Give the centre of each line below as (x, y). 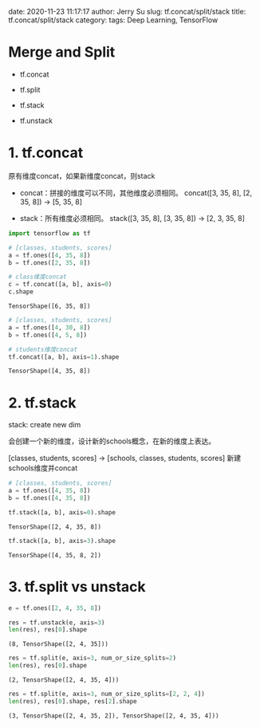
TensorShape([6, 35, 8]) (49, 306)
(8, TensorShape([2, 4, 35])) (59, 644)
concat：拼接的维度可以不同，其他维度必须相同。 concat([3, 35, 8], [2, (136, 193)
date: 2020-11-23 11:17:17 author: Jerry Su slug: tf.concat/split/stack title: (127, 12)
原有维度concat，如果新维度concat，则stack (82, 175)
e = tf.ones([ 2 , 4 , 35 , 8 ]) (55, 608)
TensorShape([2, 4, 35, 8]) (55, 527)
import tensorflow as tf (49, 233)
